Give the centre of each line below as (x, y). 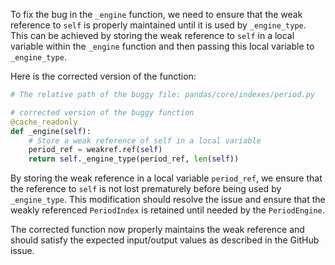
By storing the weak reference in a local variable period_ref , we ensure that (166, 178)
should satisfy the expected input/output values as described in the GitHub (165, 240)
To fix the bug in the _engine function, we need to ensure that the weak (156, 14)
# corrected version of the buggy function (102, 112)
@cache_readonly (44, 122)
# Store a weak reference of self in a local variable (145, 140)
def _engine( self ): (51, 131)
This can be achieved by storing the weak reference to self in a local (152, 35)
